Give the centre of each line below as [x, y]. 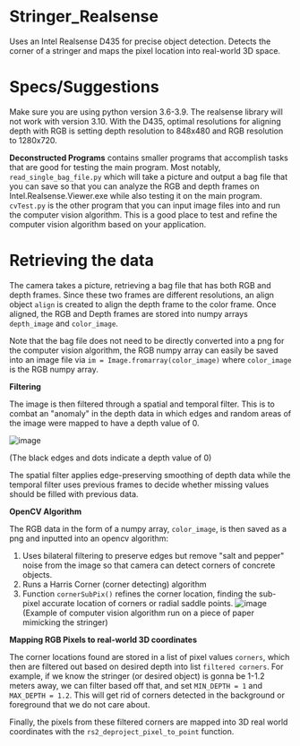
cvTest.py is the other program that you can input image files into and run [145, 205]
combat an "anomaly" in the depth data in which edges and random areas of [150, 413]
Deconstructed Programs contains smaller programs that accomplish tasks [149, 158]
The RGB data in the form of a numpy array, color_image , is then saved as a [148, 528]
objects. [37, 574]
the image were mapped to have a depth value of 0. [104, 423]
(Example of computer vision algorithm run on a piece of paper [138, 613]
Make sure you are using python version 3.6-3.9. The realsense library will [146, 111]
